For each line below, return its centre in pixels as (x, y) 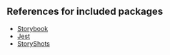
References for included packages (85, 12)
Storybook (32, 28)
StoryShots (34, 43)
